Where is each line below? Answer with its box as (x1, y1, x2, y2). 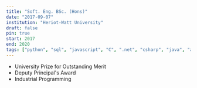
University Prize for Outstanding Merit (14, 63, 107, 70)
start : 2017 (6, 36, 35, 42)
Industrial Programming (14, 75, 72, 82)
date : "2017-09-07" (6, 14, 54, 20)
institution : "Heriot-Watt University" (6, 19, 104, 25)
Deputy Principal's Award (14, 69, 76, 76)
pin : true (6, 31, 30, 36)
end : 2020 (6, 42, 30, 48)
